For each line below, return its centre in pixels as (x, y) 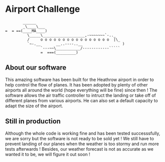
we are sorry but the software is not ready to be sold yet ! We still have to (80, 138)
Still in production (33, 121)
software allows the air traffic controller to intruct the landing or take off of (81, 95)
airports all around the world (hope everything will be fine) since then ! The (81, 90)
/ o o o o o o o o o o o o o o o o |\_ (74, 40)
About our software (36, 68)
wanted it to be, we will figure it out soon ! (48, 154)
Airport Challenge (42, 9)
